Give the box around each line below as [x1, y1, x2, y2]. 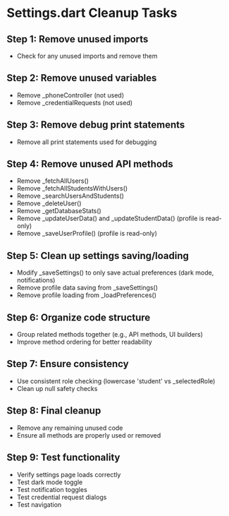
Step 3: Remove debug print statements [6, 119, 185, 131]
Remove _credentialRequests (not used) [16, 98, 133, 107]
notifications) [16, 276, 56, 284]
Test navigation [16, 500, 62, 509]
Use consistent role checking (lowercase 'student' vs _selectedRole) [16, 376, 216, 385]
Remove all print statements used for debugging [16, 138, 157, 146]
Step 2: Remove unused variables [6, 72, 157, 84]
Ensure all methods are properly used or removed [16, 431, 161, 439]
